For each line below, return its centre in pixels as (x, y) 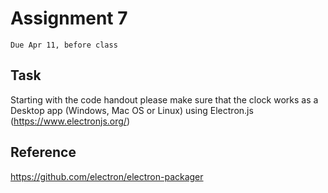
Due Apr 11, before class (64, 45)
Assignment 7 (69, 18)
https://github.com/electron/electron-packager (107, 176)
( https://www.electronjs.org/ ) (70, 121)
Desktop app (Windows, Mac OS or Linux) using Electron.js (132, 110)
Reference (43, 152)
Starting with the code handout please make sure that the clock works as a (164, 99)
